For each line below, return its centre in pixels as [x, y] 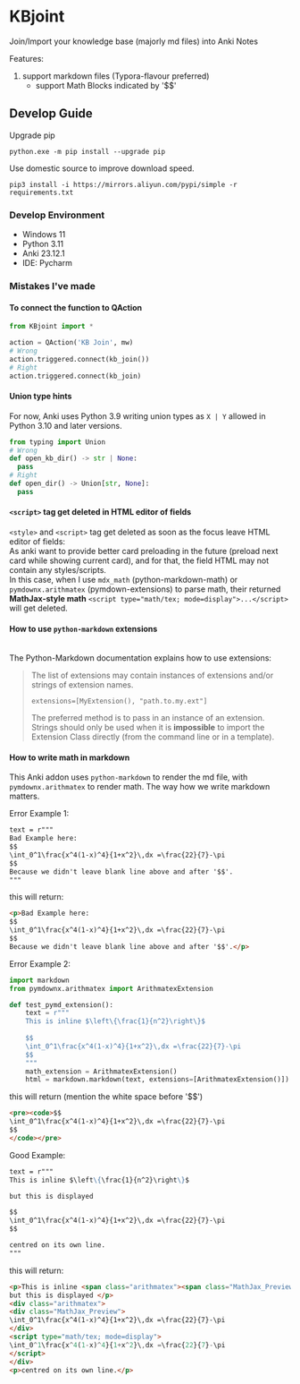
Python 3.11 [43, 244]
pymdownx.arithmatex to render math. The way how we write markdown [140, 787]
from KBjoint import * [51, 327]
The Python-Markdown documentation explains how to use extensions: [141, 658]
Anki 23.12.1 [43, 253]
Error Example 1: [39, 814]
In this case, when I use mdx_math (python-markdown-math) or [124, 579]
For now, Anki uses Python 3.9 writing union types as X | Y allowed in [137, 416]
